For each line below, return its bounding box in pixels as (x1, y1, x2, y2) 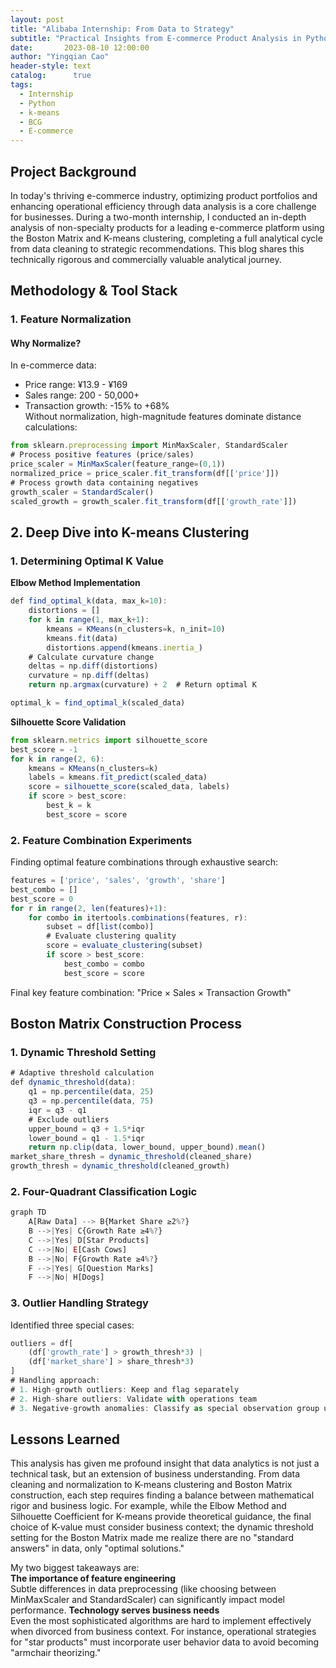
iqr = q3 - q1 (28, 1105, 87, 1115)
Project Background (10, 163, 137, 180)
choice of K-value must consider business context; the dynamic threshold (10, 1521, 314, 1533)
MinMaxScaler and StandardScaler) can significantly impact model (10, 1594, 285, 1606)
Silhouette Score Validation (10, 716, 127, 728)
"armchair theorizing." (10, 1647, 102, 1659)
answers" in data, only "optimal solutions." (10, 1542, 185, 1555)
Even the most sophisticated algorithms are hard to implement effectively (10, 1615, 312, 1627)
